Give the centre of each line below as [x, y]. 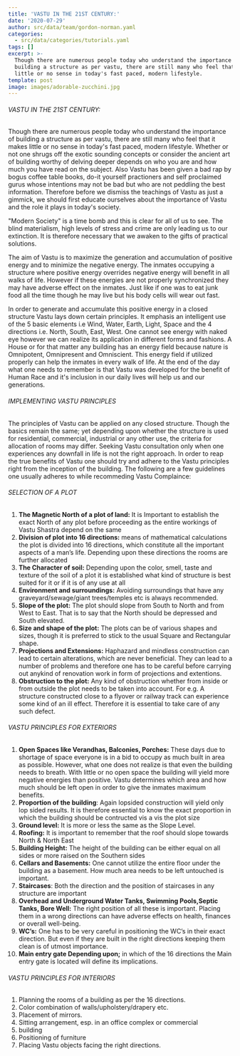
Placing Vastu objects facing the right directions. [89, 1045]
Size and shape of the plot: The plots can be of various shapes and [118, 628]
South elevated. [41, 620]
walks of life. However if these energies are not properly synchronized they [119, 280]
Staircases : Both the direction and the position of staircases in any [116, 886]
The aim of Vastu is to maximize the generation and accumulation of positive [120, 258]
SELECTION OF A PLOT [43, 493]
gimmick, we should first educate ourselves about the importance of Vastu [118, 199]
